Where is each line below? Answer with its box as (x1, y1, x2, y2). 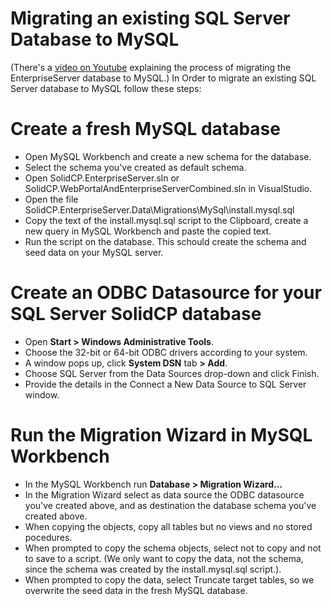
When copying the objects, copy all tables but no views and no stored (24, 520, 313, 532)
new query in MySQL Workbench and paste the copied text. (24, 225, 272, 237)
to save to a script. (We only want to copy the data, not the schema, (24, 552, 304, 564)
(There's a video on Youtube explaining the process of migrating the (10, 61, 292, 73)
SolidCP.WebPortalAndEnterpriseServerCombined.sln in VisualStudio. (24, 182, 313, 194)
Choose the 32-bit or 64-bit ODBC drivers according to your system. (24, 346, 308, 358)
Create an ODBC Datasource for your (10, 282, 322, 304)
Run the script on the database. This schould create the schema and (24, 235, 307, 247)
